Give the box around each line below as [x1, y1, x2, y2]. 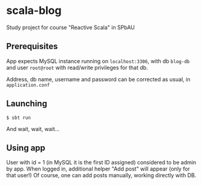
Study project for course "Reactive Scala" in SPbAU [6, 24, 135, 31]
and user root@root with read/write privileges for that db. [6, 64, 148, 71]
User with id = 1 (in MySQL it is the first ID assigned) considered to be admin [6, 159, 197, 166]
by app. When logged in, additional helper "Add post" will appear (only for [6, 165, 191, 173]
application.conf [6, 82, 50, 88]
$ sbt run [6, 115, 31, 121]
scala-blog [6, 4, 62, 18]
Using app [6, 143, 45, 153]
